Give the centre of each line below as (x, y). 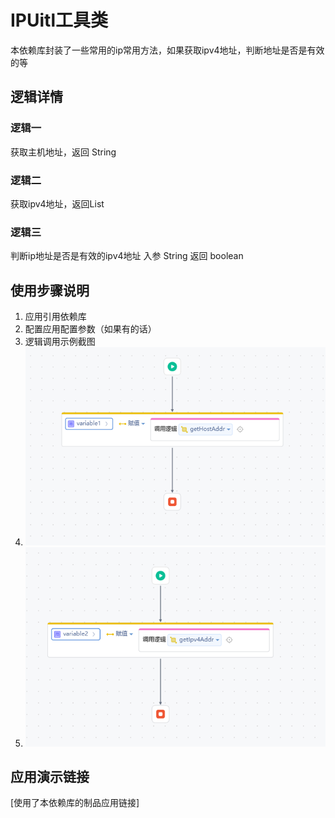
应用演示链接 (50, 776)
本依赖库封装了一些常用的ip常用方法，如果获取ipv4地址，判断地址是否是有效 (167, 50)
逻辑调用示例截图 (60, 342)
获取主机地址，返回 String (63, 152)
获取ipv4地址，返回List (57, 203)
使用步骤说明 (50, 290)
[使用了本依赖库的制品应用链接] (75, 803)
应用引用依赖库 (55, 317)
